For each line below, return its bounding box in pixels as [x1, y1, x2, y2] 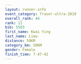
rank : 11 [5, 20, 23, 26]
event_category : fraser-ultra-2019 [5, 12, 77, 16]
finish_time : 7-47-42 [5, 51, 49, 57]
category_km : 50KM [5, 43, 42, 48]
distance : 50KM [5, 38, 36, 43]
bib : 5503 [5, 25, 25, 30]
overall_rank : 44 [5, 16, 40, 21]
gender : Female [5, 47, 36, 52]
